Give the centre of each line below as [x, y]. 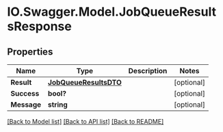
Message [26, 105]
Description [148, 71]
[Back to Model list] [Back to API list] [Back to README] [86, 121]
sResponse [39, 26]
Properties [30, 52]
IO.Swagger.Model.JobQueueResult [112, 12]
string [58, 105]
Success [25, 93]
